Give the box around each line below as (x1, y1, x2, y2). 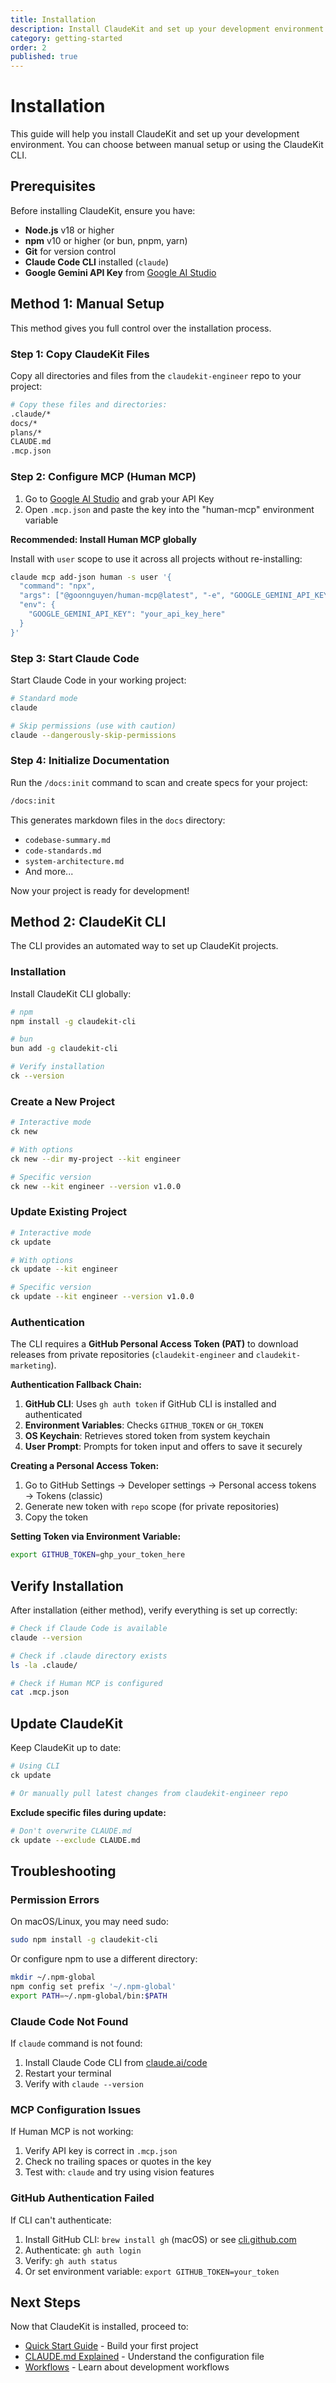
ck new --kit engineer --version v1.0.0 (10, 1181, 182, 1191)
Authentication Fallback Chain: (10, 1379, 142, 1391)
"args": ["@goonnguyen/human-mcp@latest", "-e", (19, 591, 226, 601)
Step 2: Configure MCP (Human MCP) (10, 470, 197, 484)
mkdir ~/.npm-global (10, 1972, 97, 1983)
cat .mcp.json (10, 1687, 70, 1698)
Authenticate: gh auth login (24, 2244, 142, 2256)
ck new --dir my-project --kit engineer (10, 1154, 182, 1164)
